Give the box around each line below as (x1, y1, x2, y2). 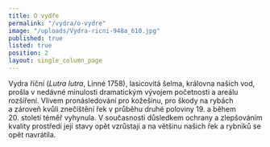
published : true (8, 34, 63, 43)
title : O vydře (8, 11, 60, 20)
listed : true (8, 42, 52, 50)
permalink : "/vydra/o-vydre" (8, 19, 106, 27)
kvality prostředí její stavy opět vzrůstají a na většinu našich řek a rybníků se (8, 121, 262, 131)
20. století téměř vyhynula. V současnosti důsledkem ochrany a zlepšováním (8, 112, 263, 122)
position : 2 (8, 49, 48, 57)
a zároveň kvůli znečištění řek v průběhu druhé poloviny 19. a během (8, 104, 236, 113)
